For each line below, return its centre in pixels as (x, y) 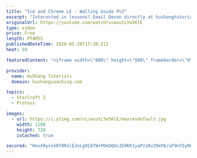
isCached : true (35, 135)
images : (16, 114)
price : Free (21, 33)
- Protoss (23, 103)
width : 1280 (31, 124)
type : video (21, 28)
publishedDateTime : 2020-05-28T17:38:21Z (57, 44)
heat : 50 (17, 50)
